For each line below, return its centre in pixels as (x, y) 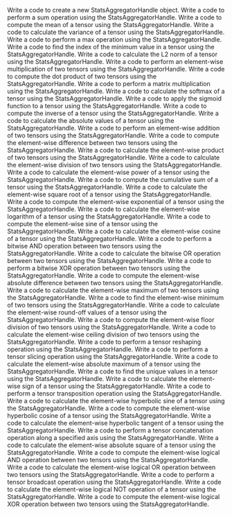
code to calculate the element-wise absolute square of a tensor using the (111, 445)
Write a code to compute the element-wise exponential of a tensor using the (116, 202)
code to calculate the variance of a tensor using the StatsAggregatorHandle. (116, 32)
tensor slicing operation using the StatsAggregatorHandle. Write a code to (113, 356)
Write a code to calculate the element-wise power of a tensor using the (108, 172)
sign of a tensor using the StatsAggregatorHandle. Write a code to (116, 386)
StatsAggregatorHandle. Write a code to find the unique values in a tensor (113, 371)
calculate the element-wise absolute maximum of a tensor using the (104, 364)
